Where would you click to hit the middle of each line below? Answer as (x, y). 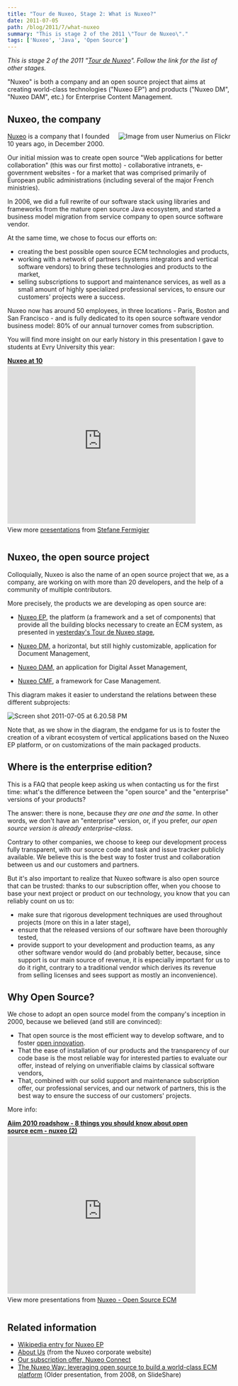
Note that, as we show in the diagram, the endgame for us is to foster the (114, 730)
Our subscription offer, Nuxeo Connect (74, 1360)
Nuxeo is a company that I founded (58, 136)
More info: (22, 1110)
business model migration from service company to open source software (115, 216)
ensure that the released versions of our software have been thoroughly (123, 930)
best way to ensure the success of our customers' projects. (104, 1096)
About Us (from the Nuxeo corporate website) (85, 1352)
